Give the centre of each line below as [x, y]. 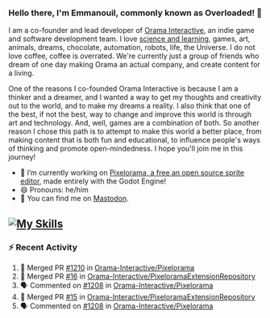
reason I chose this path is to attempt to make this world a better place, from [135, 131]
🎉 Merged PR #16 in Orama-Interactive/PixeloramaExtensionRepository [138, 276]
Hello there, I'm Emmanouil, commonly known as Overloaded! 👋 [135, 13]
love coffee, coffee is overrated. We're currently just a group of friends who [134, 56]
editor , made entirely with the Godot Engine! [93, 181]
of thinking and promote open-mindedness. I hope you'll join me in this [126, 149]
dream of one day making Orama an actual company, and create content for [134, 64]
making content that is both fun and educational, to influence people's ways [134, 140]
